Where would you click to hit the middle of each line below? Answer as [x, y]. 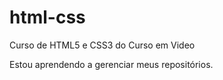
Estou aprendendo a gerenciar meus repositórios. [111, 64]
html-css [47, 17]
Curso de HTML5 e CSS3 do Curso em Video [102, 45]
